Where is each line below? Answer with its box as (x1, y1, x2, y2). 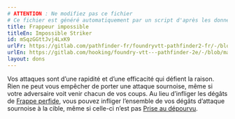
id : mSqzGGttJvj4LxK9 (7, 36, 71, 43)
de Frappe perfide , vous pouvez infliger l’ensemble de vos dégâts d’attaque (7, 97, 225, 105)
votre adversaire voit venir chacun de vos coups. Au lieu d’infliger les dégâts (7, 89, 228, 97)
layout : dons (7, 56, 45, 63)
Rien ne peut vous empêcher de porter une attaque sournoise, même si (7, 81, 213, 90)
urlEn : (7, 49, 27, 56)
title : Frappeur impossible (7, 23, 90, 30)
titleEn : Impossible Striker (7, 29, 92, 37)
